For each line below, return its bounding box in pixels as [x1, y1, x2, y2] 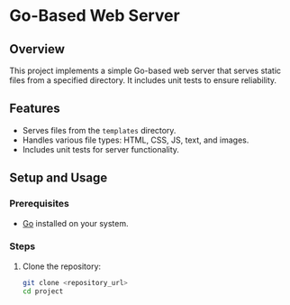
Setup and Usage [9, 171, 108, 186]
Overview [9, 42, 66, 57]
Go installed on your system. [22, 217, 129, 228]
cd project [22, 286, 64, 296]
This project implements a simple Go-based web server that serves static [9, 65, 282, 76]
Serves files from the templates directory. [22, 125, 177, 135]
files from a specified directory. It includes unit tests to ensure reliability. [9, 75, 277, 86]
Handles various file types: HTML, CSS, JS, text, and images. [22, 134, 249, 145]
